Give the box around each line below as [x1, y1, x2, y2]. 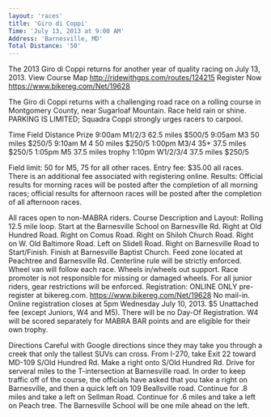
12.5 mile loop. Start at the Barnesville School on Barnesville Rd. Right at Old [8, 222, 262, 232]
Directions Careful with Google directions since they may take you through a [8, 341, 263, 351]
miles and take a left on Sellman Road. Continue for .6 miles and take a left [8, 392, 256, 402]
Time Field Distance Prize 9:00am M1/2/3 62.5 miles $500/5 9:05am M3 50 [8, 130, 260, 140]
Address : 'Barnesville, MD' [8, 34, 104, 43]
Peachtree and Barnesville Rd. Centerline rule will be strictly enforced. [8, 256, 242, 266]
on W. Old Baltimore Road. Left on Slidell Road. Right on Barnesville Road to [8, 239, 260, 249]
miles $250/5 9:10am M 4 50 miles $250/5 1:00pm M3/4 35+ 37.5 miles [8, 138, 247, 148]
